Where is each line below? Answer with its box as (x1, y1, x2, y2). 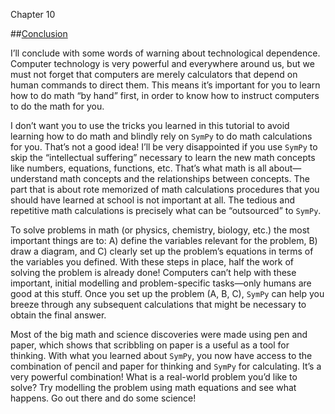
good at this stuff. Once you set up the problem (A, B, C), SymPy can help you (10, 288, 325, 299)
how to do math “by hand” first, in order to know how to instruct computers (10, 90, 320, 101)
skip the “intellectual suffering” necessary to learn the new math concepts (10, 152, 316, 163)
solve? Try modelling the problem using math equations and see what (10, 382, 297, 393)
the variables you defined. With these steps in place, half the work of (10, 256, 295, 268)
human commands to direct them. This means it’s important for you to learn (10, 79, 321, 91)
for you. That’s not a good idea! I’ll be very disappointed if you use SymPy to (10, 141, 318, 153)
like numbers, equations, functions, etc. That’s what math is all (10, 162, 267, 174)
